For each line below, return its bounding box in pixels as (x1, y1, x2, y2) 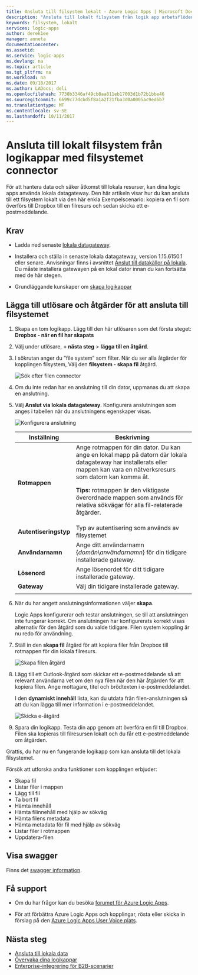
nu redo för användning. (14, 629, 74, 637)
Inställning (28, 433, 60, 441)
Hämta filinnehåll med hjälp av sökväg (14, 808, 107, 815)
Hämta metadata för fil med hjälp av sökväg (14, 821, 121, 828)
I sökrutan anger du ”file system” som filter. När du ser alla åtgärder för (14, 354, 187, 361)
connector (6, 164, 58, 177)
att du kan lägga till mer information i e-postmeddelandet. (14, 700, 155, 708)
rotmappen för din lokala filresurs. (14, 647, 97, 654)
